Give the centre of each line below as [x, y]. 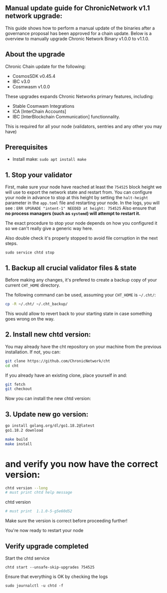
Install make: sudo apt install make [49, 159]
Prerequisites [26, 148]
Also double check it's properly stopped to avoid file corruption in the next [82, 238]
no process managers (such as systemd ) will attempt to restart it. [73, 214]
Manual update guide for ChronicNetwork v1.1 [78, 8]
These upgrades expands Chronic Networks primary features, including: [80, 96]
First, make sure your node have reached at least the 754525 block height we [83, 187]
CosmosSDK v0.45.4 [34, 76]
